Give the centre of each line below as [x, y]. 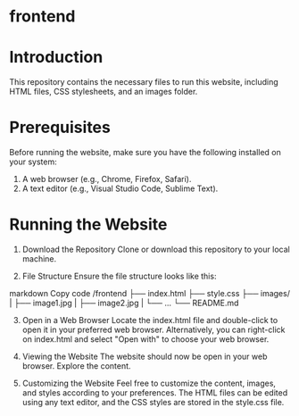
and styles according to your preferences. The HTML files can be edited [155, 393]
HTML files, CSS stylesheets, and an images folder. [104, 92]
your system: [33, 162]
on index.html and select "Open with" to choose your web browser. [145, 339]
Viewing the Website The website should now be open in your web [145, 356]
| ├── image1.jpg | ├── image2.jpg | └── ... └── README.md [124, 303]
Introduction [56, 58]
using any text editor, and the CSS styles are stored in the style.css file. [153, 402]
